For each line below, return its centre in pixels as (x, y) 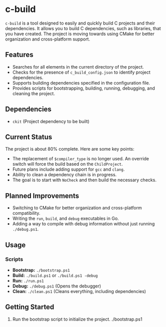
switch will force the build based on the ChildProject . (67, 164)
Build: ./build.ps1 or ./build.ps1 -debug (55, 275)
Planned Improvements (42, 196)
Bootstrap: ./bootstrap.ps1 (41, 270)
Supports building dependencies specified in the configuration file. (81, 83)
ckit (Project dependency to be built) (51, 121)
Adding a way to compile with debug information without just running (83, 224)
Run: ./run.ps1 (28, 280)
